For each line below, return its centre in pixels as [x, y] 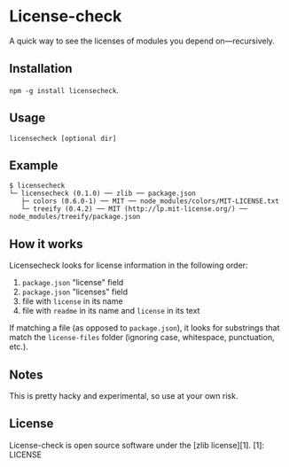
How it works [46, 244]
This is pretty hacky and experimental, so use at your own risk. [124, 396]
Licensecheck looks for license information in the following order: [129, 265]
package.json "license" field [73, 283]
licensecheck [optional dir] [63, 138]
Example [34, 165]
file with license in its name [72, 301]
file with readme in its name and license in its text [111, 311]
